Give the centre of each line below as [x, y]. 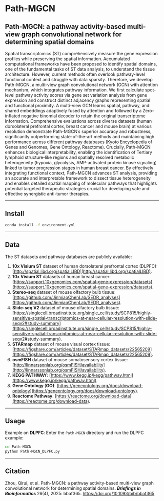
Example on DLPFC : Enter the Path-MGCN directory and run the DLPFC [74, 433]
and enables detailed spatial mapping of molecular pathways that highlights [81, 183]
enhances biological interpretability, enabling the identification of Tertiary [79, 152]
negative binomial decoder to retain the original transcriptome [83, 116]
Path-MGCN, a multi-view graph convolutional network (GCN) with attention [82, 85]
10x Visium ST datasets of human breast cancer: [61, 276]
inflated [13, 116]
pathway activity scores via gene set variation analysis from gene [81, 95]
